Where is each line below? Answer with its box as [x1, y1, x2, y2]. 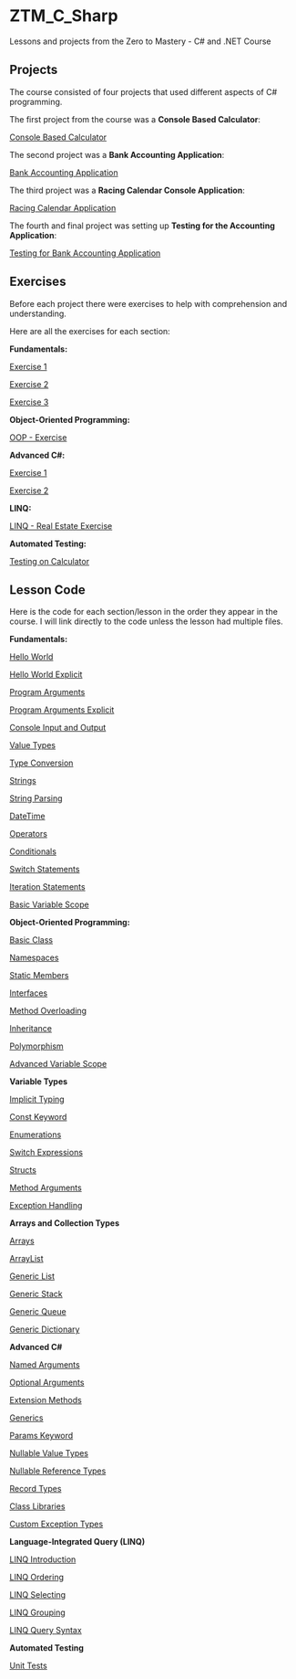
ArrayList [9, 1253, 44, 1264]
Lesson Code [9, 582, 86, 597]
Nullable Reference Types [9, 1465, 107, 1476]
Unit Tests [9, 1660, 47, 1672]
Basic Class [9, 935, 53, 945]
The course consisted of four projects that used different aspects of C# [9, 86, 278, 97]
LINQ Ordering [9, 1572, 64, 1583]
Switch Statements [9, 864, 80, 875]
